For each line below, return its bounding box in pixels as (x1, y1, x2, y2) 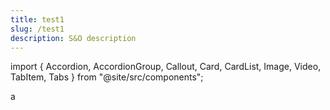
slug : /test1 (10, 24, 65, 34)
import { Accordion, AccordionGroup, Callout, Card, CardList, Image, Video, (10, 61, 322, 73)
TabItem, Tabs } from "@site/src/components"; (10, 71, 204, 83)
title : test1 (10, 14, 65, 25)
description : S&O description (10, 33, 137, 43)
